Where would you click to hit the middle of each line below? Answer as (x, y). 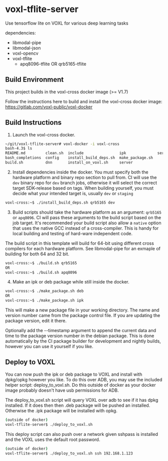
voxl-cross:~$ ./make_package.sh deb (44, 291)
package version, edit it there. (36, 321)
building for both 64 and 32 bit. (37, 254)
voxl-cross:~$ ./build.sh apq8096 (41, 272)
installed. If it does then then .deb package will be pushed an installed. (78, 405)
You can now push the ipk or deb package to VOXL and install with (74, 374)
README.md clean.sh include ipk (66, 153)
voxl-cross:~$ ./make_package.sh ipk (44, 300)
